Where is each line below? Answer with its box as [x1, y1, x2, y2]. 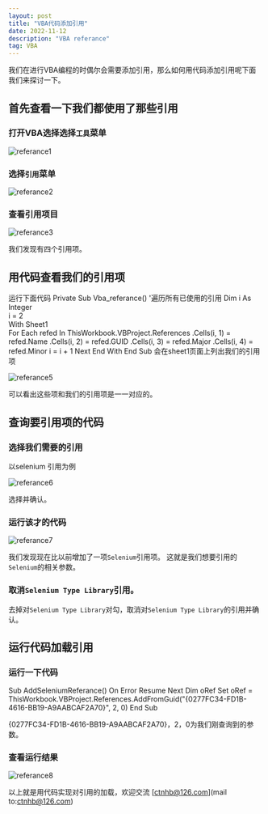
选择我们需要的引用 [8, 442, 83, 453]
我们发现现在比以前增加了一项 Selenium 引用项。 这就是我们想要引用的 [8, 552, 238, 562]
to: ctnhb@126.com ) [8, 796, 74, 806]
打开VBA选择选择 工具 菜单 [8, 127, 107, 138]
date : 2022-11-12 [8, 27, 67, 35]
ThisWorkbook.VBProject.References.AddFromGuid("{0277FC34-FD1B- [8, 694, 248, 704]
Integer [8, 303, 32, 312]
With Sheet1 [8, 320, 48, 329]
